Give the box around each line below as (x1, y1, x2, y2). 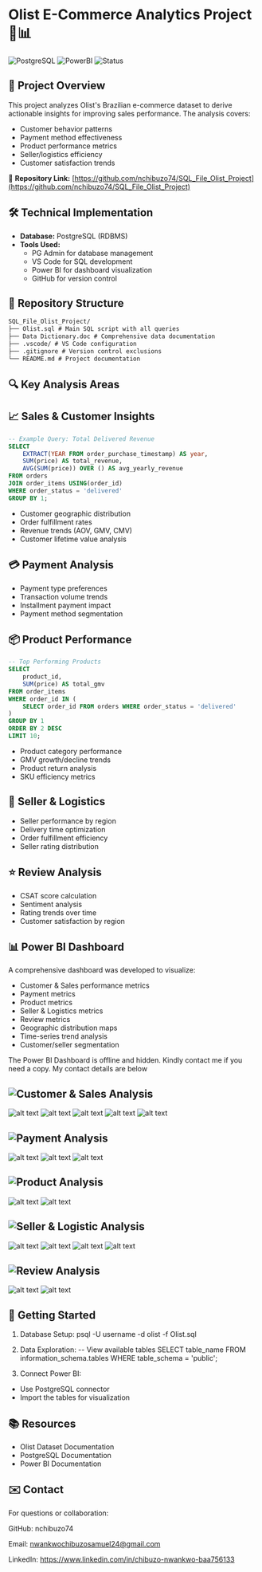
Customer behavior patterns (19, 124, 113, 133)
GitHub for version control (31, 273, 118, 283)
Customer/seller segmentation (19, 1040, 119, 1050)
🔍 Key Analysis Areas (8, 378, 120, 391)
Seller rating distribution (19, 841, 100, 851)
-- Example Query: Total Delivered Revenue (8, 434, 155, 443)
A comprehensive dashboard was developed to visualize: (8, 965, 196, 975)
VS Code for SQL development (31, 257, 133, 266)
